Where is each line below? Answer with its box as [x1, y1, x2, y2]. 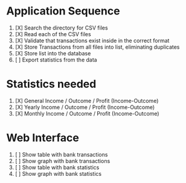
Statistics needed [6, 77, 97, 91]
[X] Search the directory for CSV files [14, 24, 108, 31]
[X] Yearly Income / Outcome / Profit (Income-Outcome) [14, 104, 155, 111]
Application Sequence [6, 4, 120, 18]
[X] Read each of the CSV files [14, 30, 92, 37]
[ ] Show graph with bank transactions [14, 157, 111, 164]
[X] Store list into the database [14, 49, 91, 57]
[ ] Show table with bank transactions [14, 150, 108, 158]
